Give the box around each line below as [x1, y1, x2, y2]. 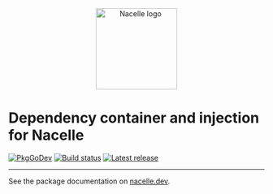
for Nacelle [8, 126, 84, 144]
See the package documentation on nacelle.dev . [8, 176, 171, 186]
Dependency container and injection [8, 109, 260, 127]
